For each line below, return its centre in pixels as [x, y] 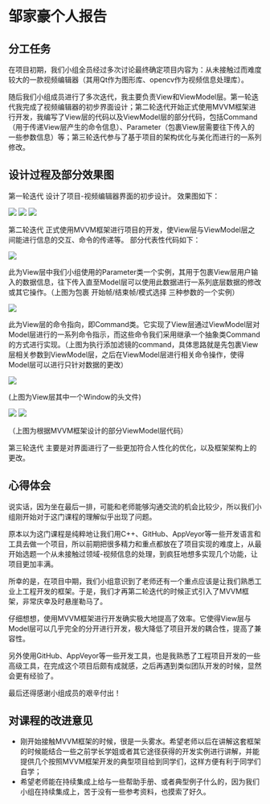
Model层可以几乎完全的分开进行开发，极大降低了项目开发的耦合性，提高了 [131, 628]
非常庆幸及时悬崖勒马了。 [64, 601]
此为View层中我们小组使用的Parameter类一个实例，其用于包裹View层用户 [130, 271]
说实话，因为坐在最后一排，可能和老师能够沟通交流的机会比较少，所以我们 [131, 506]
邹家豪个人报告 [58, 17]
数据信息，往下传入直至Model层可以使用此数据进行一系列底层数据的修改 [142, 282]
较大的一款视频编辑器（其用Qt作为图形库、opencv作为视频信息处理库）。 [129, 80]
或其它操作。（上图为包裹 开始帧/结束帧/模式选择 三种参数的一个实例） [124, 292]
